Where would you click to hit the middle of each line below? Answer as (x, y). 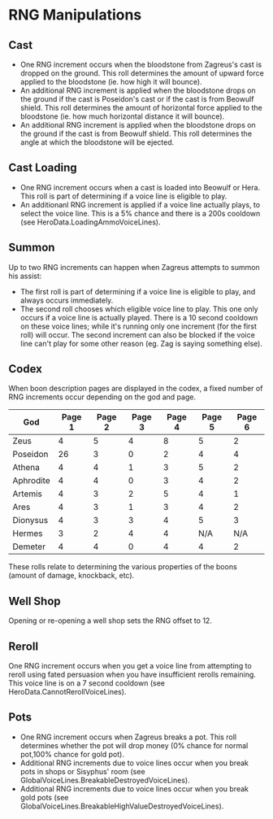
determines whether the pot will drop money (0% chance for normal (134, 745)
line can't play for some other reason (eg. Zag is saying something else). (141, 343)
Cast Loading (43, 168)
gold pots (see (44, 797)
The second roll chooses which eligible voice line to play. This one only (139, 309)
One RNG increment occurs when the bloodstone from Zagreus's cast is (141, 64)
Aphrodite (31, 481)
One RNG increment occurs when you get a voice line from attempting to (130, 666)
